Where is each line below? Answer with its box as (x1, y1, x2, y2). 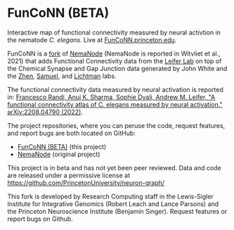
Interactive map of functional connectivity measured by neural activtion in (7, 28, 221, 37)
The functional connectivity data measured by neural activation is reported (7, 85, 223, 94)
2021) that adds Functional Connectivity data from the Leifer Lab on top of (7, 56, 222, 65)
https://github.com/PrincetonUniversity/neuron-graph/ (7, 178, 165, 187)
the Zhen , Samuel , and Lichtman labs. (7, 72, 117, 80)
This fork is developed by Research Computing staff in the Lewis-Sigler (7, 192, 214, 200)
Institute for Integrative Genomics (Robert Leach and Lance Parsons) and (7, 199, 219, 208)
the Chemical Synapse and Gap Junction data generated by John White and (7, 64, 228, 72)
